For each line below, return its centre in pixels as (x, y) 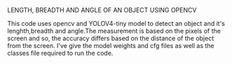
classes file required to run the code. (60, 53)
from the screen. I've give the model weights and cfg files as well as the (111, 46)
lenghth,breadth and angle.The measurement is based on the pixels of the (114, 31)
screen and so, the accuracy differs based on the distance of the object (111, 38)
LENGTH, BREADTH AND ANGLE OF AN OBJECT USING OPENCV (102, 10)
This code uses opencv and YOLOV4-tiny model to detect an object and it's (116, 23)
